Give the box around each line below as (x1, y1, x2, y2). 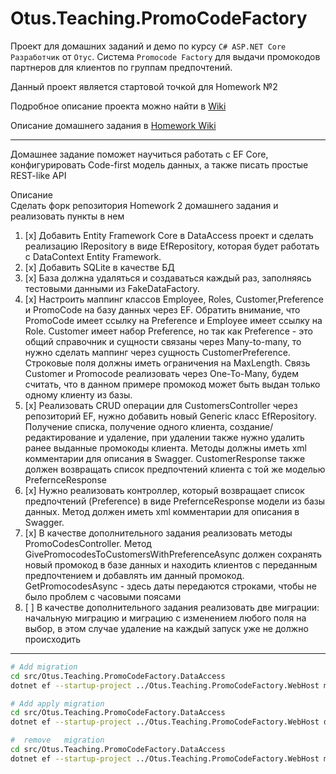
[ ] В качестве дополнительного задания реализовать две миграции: (24, 601, 320, 613)
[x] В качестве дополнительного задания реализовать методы (24, 527, 293, 539)
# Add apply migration (10, 698, 105, 709)
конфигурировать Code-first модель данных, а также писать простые (10, 158, 309, 171)
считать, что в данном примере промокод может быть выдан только (24, 378, 321, 390)
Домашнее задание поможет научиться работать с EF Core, (10, 148, 269, 160)
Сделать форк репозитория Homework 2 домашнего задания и (10, 199, 279, 211)
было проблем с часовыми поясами (24, 590, 182, 602)
